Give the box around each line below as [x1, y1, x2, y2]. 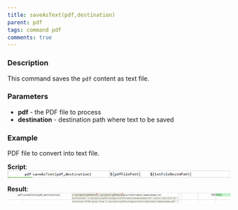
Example [7, 133, 38, 143]
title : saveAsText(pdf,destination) [7, 11, 115, 18]
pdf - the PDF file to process [17, 107, 101, 116]
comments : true [7, 34, 52, 41]
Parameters [7, 92, 48, 102]
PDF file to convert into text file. [7, 149, 100, 158]
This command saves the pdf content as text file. [7, 74, 150, 83]
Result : [7, 185, 29, 194]
